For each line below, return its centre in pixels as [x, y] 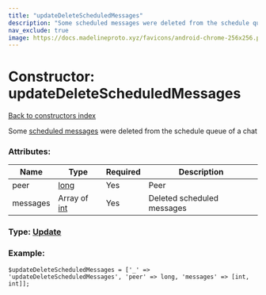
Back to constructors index [52, 116]
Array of [73, 198]
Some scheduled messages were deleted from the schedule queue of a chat [133, 131]
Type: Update [35, 232]
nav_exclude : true [38, 30]
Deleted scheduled [184, 198]
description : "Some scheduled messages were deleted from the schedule [129, 23]
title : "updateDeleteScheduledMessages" [76, 15]
